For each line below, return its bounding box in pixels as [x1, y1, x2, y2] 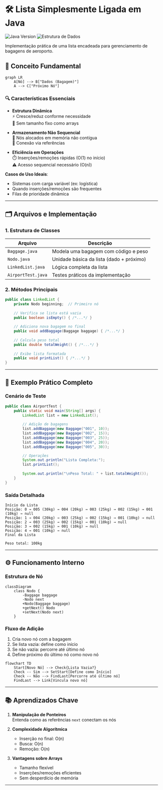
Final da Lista [5, 532, 36, 538]
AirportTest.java [7, 272, 48, 278]
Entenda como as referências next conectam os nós [12, 717, 116, 723]
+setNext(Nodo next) [22, 609, 64, 614]
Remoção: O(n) [19, 746, 50, 752]
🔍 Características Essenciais [5, 95, 75, 102]
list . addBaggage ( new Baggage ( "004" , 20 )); [22, 440, 110, 444]
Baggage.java [7, 248, 38, 254]
